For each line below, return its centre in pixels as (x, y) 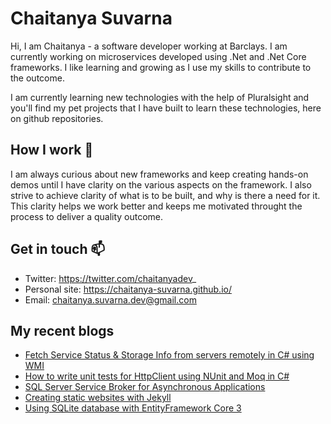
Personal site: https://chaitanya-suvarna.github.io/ (128, 289)
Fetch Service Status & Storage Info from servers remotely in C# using (169, 355)
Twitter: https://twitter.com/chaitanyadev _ (110, 278)
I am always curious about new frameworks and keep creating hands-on (159, 174)
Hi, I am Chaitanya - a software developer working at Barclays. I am (149, 46)
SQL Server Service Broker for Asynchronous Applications (145, 387)
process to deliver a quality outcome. (87, 216)
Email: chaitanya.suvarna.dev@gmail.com (110, 299)
